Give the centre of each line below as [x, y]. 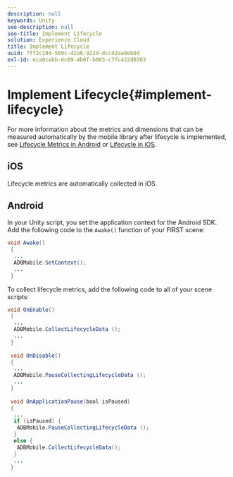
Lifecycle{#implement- [143, 94]
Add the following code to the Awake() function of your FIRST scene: [106, 230]
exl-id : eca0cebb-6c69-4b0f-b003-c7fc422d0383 [77, 60]
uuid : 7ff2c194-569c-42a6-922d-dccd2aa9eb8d [74, 54]
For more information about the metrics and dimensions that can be [105, 129]
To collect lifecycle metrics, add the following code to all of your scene [110, 289]
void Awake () [26, 243]
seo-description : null [40, 27]
